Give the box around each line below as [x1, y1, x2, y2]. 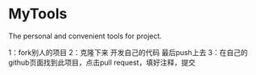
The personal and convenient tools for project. [8, 31, 163, 41]
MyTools [8, 5, 68, 23]
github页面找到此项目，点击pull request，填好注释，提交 [8, 57, 196, 67]
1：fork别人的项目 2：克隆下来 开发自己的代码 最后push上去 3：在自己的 [8, 47, 248, 57]
